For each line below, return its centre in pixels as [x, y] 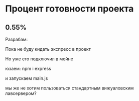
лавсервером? [21, 93]
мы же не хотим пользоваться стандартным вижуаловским [69, 88]
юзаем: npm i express [28, 69]
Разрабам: [17, 39]
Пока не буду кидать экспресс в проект [48, 49]
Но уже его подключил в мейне [39, 59]
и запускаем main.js [27, 78]
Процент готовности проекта [69, 9]
